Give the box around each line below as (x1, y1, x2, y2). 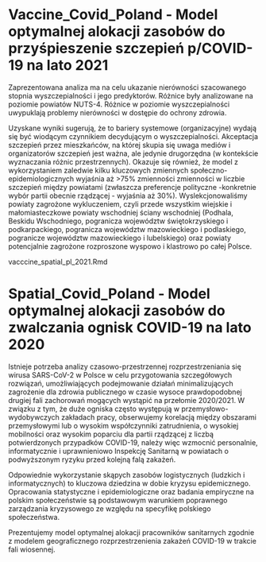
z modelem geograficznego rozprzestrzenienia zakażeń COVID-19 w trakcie (8, 536, 256, 545)
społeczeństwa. (8, 512, 60, 521)
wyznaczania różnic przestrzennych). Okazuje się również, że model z (8, 157, 239, 166)
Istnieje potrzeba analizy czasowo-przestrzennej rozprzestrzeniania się (8, 362, 242, 371)
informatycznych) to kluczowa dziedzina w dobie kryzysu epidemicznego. (8, 479, 252, 488)
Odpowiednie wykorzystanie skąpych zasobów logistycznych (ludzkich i (8, 470, 245, 479)
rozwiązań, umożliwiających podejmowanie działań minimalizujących (8, 378, 233, 388)
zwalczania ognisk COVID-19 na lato (8, 319, 252, 337)
